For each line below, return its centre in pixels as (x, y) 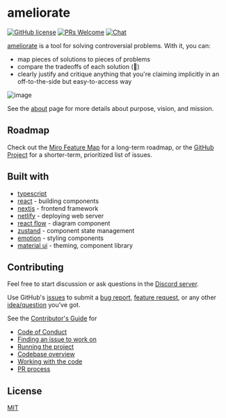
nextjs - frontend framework (58, 208)
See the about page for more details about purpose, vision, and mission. (111, 108)
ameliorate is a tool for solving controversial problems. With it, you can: (109, 45)
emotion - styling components (60, 238)
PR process (34, 369)
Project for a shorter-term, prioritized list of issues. (80, 154)
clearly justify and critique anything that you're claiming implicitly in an (118, 74)
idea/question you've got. (44, 305)
